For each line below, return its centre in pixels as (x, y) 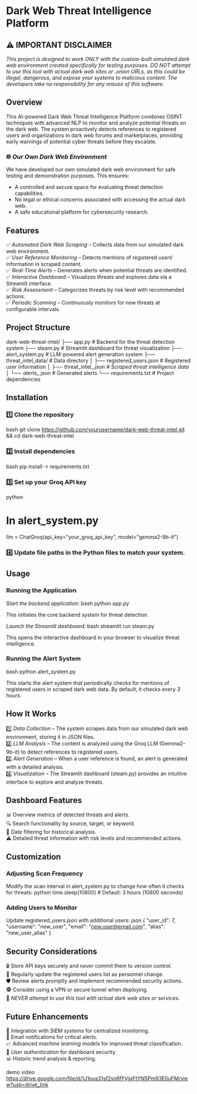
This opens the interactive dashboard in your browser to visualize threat (93, 637)
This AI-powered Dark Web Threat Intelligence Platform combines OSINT (94, 116)
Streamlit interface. (29, 283)
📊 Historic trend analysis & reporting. (51, 1059)
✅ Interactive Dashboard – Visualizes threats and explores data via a (89, 276)
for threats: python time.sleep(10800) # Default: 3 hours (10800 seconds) (95, 893)
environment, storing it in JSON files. (50, 737)
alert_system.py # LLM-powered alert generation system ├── (81, 354)
